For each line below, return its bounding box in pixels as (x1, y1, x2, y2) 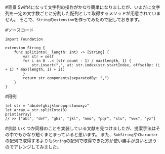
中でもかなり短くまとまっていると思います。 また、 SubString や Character (9, 132, 158, 137)
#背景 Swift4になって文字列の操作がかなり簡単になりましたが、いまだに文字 (5, 4, 161, 10)
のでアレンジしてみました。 (5, 144, 62, 150)
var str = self (23, 54, 54, 59)
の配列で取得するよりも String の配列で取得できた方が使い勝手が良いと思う (5, 138, 157, 144)
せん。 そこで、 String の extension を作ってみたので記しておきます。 (5, 17, 142, 22)
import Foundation (5, 37, 43, 42)
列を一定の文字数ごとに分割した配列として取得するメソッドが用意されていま (5, 10, 161, 16)
